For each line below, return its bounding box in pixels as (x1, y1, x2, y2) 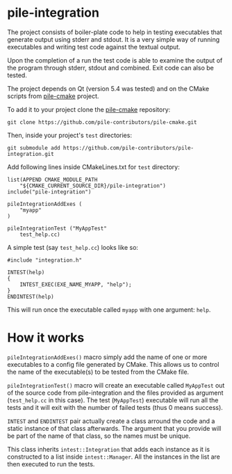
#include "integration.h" (7, 256, 82, 264)
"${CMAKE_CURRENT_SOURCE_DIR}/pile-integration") (19, 182, 167, 189)
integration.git (7, 150, 54, 157)
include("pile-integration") (7, 188, 92, 196)
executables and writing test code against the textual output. (7, 42, 181, 51)
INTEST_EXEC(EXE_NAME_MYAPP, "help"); (19, 281, 132, 288)
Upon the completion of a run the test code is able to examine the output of (7, 56, 223, 64)
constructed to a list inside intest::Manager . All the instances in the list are (7, 452, 221, 461)
